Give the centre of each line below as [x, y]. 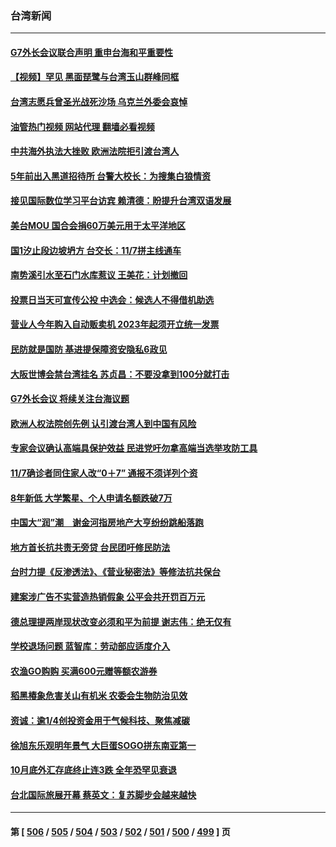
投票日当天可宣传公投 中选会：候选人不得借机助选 [112, 299]
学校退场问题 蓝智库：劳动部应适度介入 [90, 646]
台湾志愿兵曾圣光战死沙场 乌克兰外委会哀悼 [99, 102]
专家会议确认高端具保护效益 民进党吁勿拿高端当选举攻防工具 [134, 448]
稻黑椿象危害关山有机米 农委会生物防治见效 [99, 696]
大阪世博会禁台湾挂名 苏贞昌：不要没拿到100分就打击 [120, 374]
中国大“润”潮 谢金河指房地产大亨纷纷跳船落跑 [107, 523]
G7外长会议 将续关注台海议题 [70, 399]
